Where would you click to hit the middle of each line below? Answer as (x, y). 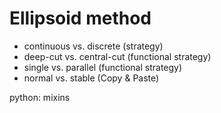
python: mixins (40, 97)
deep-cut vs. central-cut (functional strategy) (117, 56)
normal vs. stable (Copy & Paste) (91, 78)
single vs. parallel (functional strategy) (103, 67)
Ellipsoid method (80, 18)
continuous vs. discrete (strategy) (93, 46)
